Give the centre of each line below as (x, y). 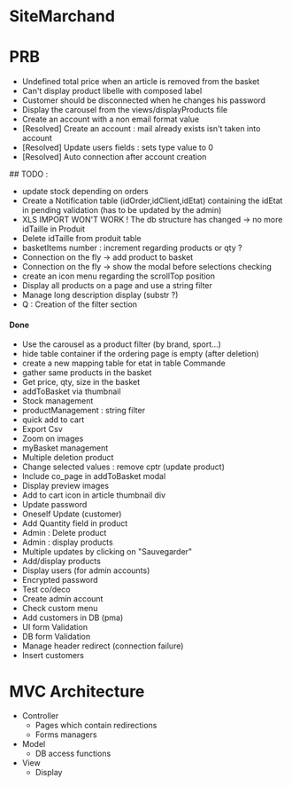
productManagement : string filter (84, 411)
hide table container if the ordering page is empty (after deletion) (140, 354)
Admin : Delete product (64, 533)
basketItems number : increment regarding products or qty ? (132, 248)
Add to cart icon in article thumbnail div (94, 495)
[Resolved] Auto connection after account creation (114, 157)
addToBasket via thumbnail (71, 391)
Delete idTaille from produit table (81, 239)
